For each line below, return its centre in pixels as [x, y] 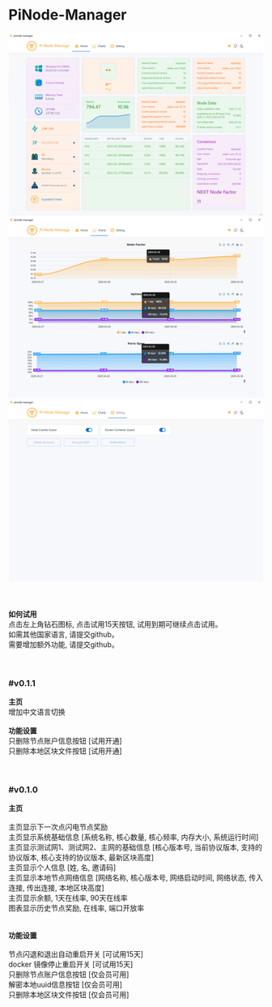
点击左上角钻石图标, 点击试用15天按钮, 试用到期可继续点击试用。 [115, 624]
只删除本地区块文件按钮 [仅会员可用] [69, 995]
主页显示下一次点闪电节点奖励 [58, 827]
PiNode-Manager [68, 15]
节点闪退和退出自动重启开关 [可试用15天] [76, 954]
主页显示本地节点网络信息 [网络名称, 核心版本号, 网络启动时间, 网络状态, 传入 [136, 878]
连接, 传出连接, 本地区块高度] [57, 888]
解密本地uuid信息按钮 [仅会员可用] [66, 985]
